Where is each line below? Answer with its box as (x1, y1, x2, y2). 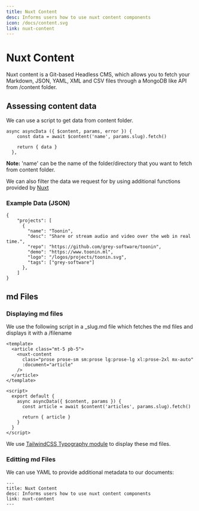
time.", (6, 238, 26, 245)
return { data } (17, 144, 58, 150)
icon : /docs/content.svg (6, 20, 68, 26)
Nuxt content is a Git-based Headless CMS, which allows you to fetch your (6, 71, 190, 78)
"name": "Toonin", (27, 228, 74, 234)
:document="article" (22, 362, 74, 368)
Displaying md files (6, 309, 63, 317)
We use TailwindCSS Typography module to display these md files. (6, 440, 171, 447)
